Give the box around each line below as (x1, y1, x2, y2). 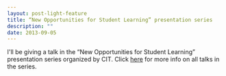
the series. (7, 62, 37, 71)
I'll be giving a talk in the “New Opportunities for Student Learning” (7, 48, 195, 56)
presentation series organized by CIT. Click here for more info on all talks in (7, 55, 220, 64)
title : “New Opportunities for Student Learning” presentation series (7, 16, 213, 23)
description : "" (7, 23, 53, 29)
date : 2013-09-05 (7, 29, 57, 36)
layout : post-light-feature (7, 10, 88, 17)
